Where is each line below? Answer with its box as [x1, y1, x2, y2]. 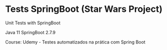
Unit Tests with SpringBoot [5, 20, 61, 26]
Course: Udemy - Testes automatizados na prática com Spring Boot [5, 39, 146, 45]
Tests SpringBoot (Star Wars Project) [5, 3, 162, 15]
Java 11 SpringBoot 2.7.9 [5, 29, 56, 35]
